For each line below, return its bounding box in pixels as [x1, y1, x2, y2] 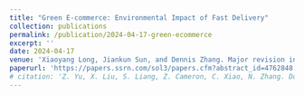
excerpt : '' [9, 38, 54, 48]
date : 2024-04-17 [9, 47, 75, 56]
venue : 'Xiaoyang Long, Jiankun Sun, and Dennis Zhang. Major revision [9, 55, 285, 64]
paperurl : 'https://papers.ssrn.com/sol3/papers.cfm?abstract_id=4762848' [9, 64, 298, 73]
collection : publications [9, 22, 107, 31]
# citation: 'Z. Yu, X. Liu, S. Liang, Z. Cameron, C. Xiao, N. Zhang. [9, 72, 285, 81]
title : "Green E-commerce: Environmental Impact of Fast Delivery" [9, 13, 270, 23]
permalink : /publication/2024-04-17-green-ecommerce [9, 30, 213, 39]
